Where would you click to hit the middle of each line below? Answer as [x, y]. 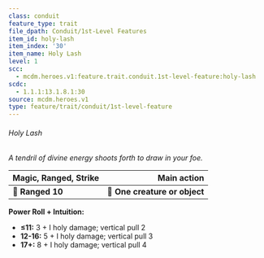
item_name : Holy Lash [45, 54]
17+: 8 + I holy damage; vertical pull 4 [84, 245]
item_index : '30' [38, 46]
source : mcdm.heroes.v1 [49, 99]
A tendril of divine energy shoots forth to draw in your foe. [106, 158]
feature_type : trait [43, 24]
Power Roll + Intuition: [46, 212]
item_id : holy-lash [41, 39]
